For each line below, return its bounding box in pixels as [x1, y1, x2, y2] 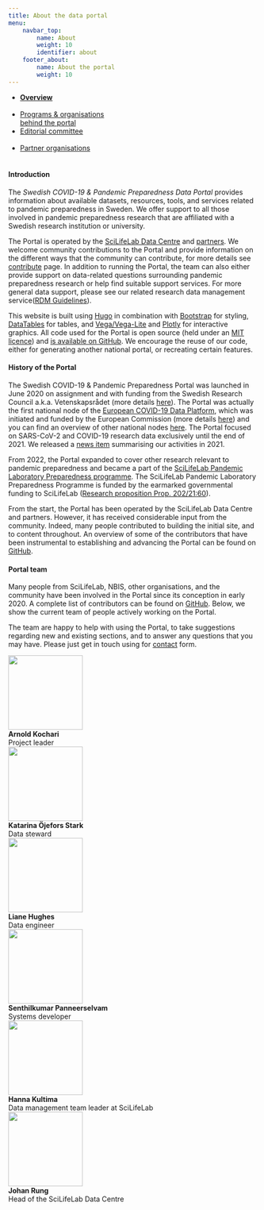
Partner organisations [19, 143, 91, 152]
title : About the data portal [8, 11, 109, 20]
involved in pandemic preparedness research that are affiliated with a [8, 212, 235, 222]
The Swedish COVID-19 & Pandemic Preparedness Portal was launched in [8, 380, 250, 390]
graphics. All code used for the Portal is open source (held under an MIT [8, 327, 244, 337]
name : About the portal [36, 64, 115, 71]
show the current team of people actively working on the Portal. [8, 607, 216, 617]
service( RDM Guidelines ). [8, 295, 92, 305]
